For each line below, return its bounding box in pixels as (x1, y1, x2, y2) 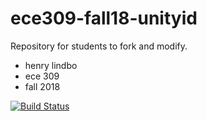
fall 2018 (24, 80, 61, 92)
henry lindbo (24, 59, 78, 71)
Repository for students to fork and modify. (10, 40, 188, 52)
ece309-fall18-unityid (10, 7, 198, 30)
